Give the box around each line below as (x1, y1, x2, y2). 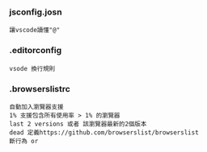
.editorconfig (9, 45, 62, 56)
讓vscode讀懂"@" (9, 27, 61, 35)
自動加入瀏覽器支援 (9, 103, 64, 111)
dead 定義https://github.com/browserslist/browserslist (9, 128, 199, 137)
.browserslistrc (9, 83, 71, 94)
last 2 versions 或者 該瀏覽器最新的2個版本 (9, 120, 147, 128)
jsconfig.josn (9, 6, 63, 18)
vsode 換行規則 (9, 64, 56, 72)
